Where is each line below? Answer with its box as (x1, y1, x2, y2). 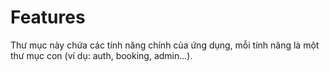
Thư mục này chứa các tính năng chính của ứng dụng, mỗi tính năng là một (10, 39, 320, 51)
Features (10, 6, 86, 29)
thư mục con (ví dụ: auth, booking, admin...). (10, 49, 193, 61)
